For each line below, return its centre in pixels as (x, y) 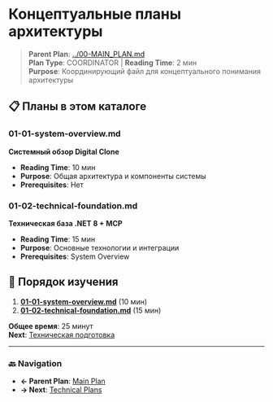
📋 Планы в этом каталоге (78, 107)
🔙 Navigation (35, 363)
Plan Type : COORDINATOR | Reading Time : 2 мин (113, 63)
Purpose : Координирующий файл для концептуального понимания (145, 71)
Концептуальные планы (95, 14)
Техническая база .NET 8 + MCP (66, 223)
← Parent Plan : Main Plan (63, 381)
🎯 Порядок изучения (63, 282)
